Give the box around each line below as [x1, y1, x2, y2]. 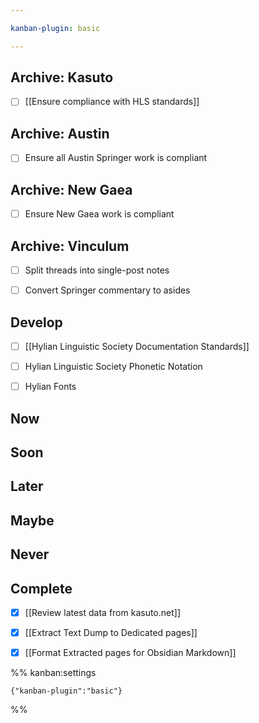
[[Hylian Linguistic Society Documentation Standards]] [24, 341, 250, 352]
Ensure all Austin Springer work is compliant [24, 152, 208, 164]
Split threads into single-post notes [24, 264, 170, 276]
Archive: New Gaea [10, 181, 133, 198]
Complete [10, 580, 73, 597]
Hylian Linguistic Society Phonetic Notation [24, 361, 203, 373]
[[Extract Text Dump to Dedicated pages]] [24, 627, 198, 639]
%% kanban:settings [10, 667, 97, 679]
